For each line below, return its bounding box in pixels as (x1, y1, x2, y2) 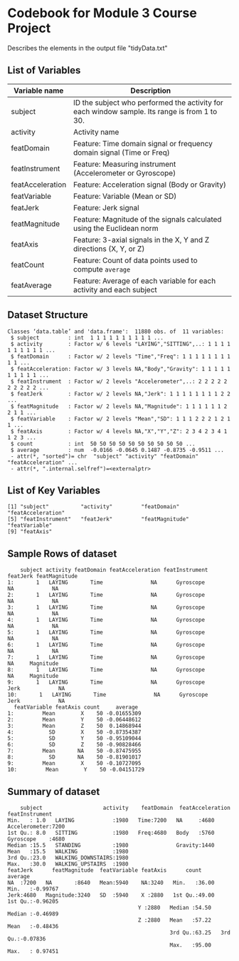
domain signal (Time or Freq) (73, 148, 171, 158)
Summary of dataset (7, 786, 100, 798)
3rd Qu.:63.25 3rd (169, 929, 231, 936)
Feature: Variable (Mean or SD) (73, 191, 177, 201)
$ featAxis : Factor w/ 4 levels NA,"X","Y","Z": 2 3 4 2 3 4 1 (10, 428, 228, 435)
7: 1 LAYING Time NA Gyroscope (7, 654, 205, 661)
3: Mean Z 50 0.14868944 (7, 722, 142, 730)
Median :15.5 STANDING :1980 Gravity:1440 (7, 842, 215, 849)
